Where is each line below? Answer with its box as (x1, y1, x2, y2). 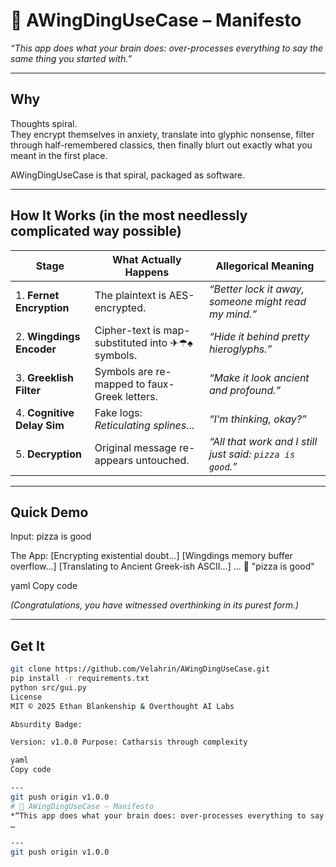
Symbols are (94, 364, 154, 378)
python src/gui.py (10, 682, 87, 693)
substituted (94, 335, 148, 349)
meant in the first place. (10, 149, 108, 161)
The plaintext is (94, 288, 167, 302)
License (10, 692, 43, 702)
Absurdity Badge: (10, 719, 83, 729)
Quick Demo (10, 504, 89, 521)
